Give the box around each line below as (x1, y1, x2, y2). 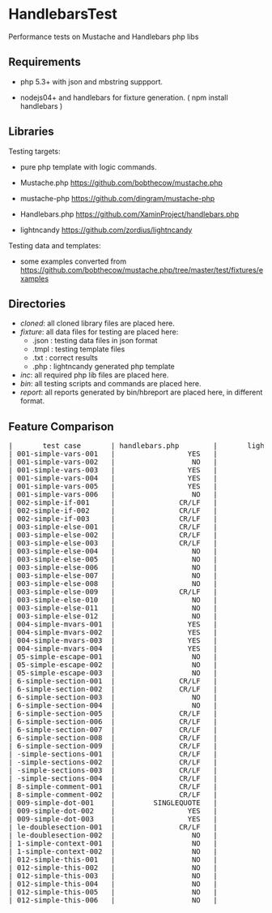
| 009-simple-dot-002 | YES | (8, 807, 219, 816)
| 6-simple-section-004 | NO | (8, 701, 219, 710)
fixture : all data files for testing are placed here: (19, 327, 179, 337)
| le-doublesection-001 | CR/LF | (8, 823, 219, 832)
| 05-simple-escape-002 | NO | (8, 661, 219, 670)
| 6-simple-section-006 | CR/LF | (8, 717, 219, 726)
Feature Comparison (8, 420, 115, 433)
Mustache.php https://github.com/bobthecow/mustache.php (19, 178, 223, 187)
